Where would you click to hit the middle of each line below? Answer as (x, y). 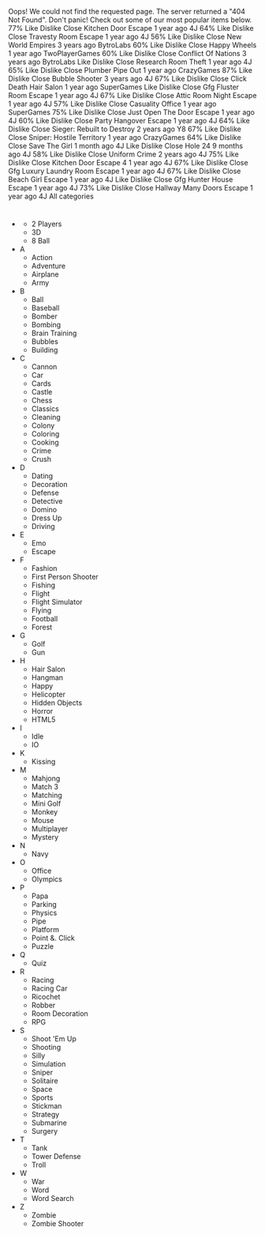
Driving (43, 527)
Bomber (44, 316)
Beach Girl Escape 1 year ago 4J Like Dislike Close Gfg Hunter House (121, 179)
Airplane (45, 274)
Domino (44, 510)
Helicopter (48, 694)
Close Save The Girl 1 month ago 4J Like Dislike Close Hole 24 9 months (125, 146)
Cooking (45, 443)
